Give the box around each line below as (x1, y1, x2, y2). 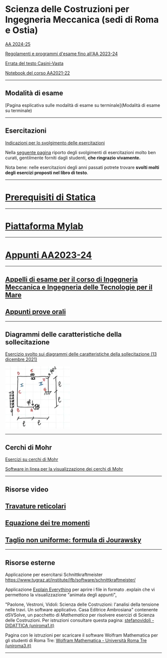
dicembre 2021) (5, 356, 37, 362)
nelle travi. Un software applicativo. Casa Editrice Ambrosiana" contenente (5, 607, 158, 612)
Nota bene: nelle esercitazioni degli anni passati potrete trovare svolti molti (5, 164, 160, 170)
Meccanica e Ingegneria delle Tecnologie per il (5, 283, 153, 291)
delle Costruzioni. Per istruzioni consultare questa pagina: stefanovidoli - (5, 617, 154, 623)
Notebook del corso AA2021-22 (5, 70, 71, 76)
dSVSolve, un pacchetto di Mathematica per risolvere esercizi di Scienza (5, 612, 155, 618)
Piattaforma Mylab (5, 220, 83, 232)
